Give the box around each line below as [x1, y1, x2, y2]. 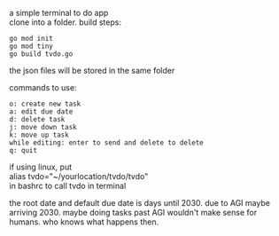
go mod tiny [9, 42, 53, 51]
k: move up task [9, 130, 69, 139]
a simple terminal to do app [9, 8, 109, 18]
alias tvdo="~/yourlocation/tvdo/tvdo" [9, 171, 149, 181]
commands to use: [9, 83, 77, 92]
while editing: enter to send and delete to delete [9, 138, 204, 147]
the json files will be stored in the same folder [9, 66, 175, 75]
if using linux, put [9, 161, 73, 172]
